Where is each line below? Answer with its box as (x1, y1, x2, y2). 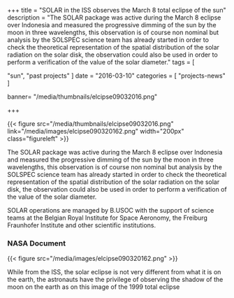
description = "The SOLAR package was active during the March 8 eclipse (7, 13, 221, 22)
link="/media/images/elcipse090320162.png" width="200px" (7, 127, 184, 135)
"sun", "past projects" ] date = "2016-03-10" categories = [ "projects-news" (7, 71, 226, 80)
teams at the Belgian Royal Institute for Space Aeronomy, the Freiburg (7, 213, 208, 222)
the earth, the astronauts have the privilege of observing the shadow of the (7, 276, 224, 284)
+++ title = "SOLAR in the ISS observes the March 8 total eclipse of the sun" (7, 6, 226, 14)
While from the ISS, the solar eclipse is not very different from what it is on (7, 268, 221, 276)
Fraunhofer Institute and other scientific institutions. (7, 221, 156, 229)
